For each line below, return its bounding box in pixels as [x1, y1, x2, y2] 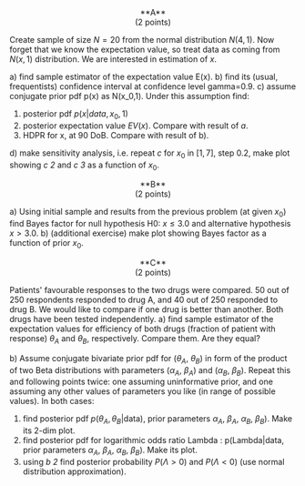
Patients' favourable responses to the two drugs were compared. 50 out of [9, 284, 290, 295]
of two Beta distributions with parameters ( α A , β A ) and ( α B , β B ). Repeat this [9, 364, 291, 378]
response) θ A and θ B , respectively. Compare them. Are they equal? [9, 332, 261, 346]
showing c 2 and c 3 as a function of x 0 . [9, 159, 159, 172]
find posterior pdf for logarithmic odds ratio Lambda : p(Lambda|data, [22, 435, 285, 446]
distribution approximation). [22, 466, 127, 477]
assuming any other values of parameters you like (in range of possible [9, 386, 276, 397]
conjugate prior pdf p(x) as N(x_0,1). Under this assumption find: [9, 91, 250, 101]
